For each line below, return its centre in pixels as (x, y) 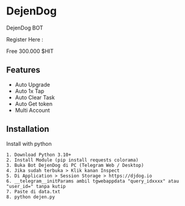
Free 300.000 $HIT (30, 51)
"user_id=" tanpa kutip (36, 186)
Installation (28, 129)
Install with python (29, 143)
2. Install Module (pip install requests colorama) (72, 160)
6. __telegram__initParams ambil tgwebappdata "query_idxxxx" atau (93, 181)
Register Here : (25, 39)
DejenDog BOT (25, 28)
